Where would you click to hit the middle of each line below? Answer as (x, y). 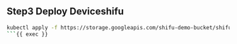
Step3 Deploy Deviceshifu (65, 12)
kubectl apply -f (32, 27)
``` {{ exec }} (28, 34)
